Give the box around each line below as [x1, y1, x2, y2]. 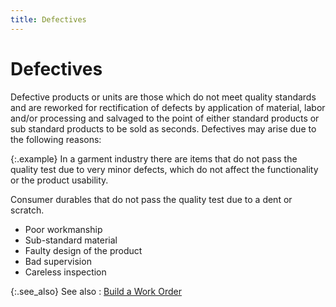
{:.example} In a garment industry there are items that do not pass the [10, 152, 298, 165]
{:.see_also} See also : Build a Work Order [10, 285, 182, 297]
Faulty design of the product [24, 244, 143, 256]
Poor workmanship [24, 223, 103, 235]
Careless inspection [24, 266, 107, 278]
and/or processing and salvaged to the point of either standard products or [10, 112, 320, 124]
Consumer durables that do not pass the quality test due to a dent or [10, 193, 293, 205]
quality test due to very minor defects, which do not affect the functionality [10, 163, 319, 175]
